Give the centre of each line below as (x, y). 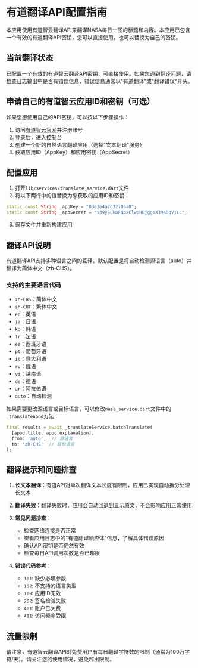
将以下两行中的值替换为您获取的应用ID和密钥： (72, 196)
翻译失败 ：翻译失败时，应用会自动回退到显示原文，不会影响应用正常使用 (103, 505)
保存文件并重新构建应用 (43, 225)
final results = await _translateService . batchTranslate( (79, 428)
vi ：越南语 (28, 374)
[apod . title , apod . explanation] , (53, 433)
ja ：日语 (26, 321)
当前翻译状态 (30, 58)
